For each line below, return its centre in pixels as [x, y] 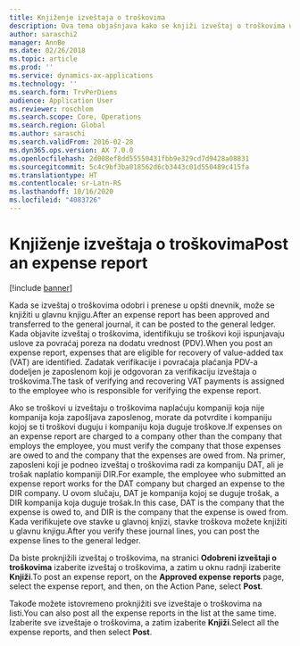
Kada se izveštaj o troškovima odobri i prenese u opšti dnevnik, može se [142, 305]
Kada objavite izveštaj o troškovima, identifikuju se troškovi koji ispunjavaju [147, 333]
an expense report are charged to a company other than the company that [146, 436]
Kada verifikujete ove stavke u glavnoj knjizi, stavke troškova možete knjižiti [148, 521]
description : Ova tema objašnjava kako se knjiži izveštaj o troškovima [147, 26]
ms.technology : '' [43, 84]
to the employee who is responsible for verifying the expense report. [135, 390]
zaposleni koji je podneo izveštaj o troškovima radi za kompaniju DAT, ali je [146, 464]
